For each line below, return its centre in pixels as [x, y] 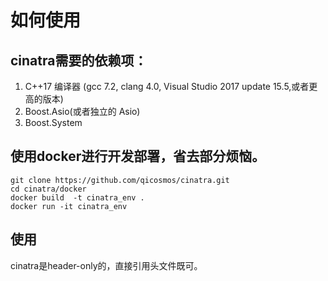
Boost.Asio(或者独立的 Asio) [82, 111]
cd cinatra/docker [48, 189]
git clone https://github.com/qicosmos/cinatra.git [120, 180]
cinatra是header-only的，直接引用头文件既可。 [106, 265]
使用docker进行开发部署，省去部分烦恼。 [138, 156]
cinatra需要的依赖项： [79, 60]
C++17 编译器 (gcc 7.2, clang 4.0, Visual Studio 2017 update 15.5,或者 [167, 86]
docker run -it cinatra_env [69, 206]
